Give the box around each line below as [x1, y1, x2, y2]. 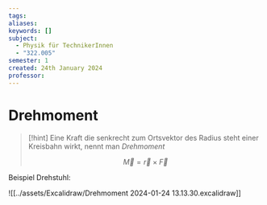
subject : [8, 34, 38, 43]
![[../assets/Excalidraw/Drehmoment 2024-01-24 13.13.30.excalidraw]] [8, 188, 242, 198]
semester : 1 [8, 57, 48, 65]
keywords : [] [8, 27, 52, 35]
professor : [8, 72, 45, 80]
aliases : [8, 19, 38, 27]
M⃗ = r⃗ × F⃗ [123, 157, 169, 166]
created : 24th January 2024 [8, 64, 103, 72]
